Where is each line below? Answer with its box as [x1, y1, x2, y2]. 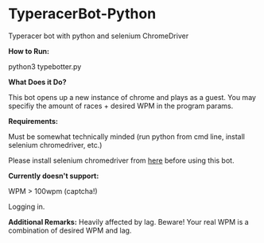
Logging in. [8, 202, 45, 211]
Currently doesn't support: [8, 171, 99, 180]
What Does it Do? [8, 77, 67, 87]
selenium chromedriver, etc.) [8, 140, 103, 149]
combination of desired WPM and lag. [8, 226, 132, 235]
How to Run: [8, 46, 50, 56]
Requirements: [8, 116, 58, 125]
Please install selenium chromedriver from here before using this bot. [8, 156, 235, 165]
